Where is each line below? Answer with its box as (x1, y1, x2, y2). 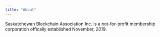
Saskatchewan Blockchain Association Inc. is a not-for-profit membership (5, 21, 156, 27)
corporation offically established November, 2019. (5, 26, 107, 32)
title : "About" (5, 7, 37, 12)
